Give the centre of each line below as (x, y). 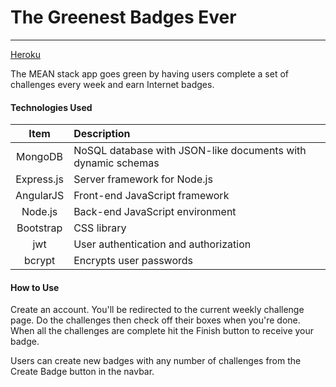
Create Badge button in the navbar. (82, 372)
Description (102, 134)
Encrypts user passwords (133, 261)
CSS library (100, 228)
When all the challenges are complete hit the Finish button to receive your (162, 331)
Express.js (39, 179)
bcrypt (39, 261)
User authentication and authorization (162, 244)
